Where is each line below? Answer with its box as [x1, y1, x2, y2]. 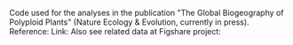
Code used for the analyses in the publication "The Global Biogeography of [9, 8, 284, 18]
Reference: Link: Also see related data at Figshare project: [9, 26, 222, 36]
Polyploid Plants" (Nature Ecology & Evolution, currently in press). [9, 17, 250, 27]
